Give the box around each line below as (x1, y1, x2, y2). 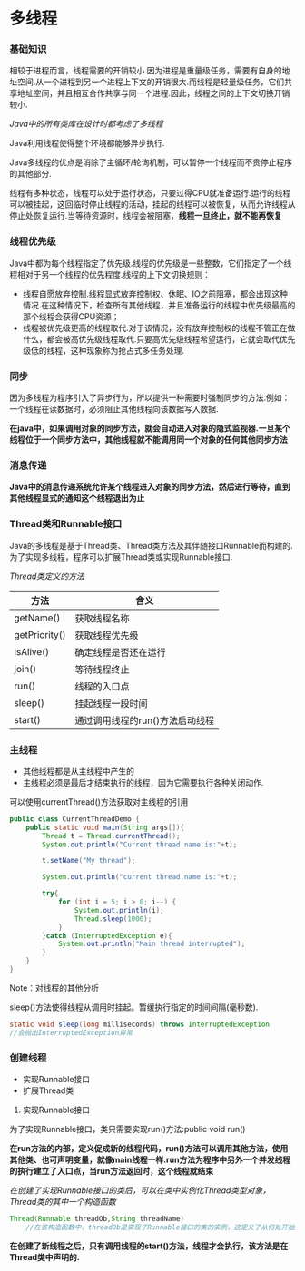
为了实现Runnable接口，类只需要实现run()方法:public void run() (9, 1124, 246, 1135)
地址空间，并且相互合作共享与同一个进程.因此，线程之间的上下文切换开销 (16, 88, 290, 99)
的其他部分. (9, 169, 53, 180)
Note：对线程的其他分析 (9, 982, 100, 993)
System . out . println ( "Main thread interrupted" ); (57, 940, 246, 949)
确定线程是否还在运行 (74, 646, 166, 659)
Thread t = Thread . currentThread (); (42, 831, 181, 840)
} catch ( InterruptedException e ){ (42, 931, 172, 940)
